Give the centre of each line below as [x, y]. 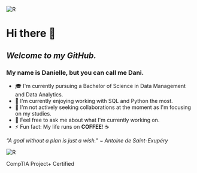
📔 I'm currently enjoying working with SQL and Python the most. [94, 101]
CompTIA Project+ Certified [40, 163]
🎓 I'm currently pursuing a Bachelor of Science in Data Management [100, 86]
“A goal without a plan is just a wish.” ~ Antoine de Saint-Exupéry [87, 140]
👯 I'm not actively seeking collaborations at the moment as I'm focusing [103, 107]
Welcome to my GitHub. [51, 55]
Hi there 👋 [31, 34]
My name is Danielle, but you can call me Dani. [75, 72]
